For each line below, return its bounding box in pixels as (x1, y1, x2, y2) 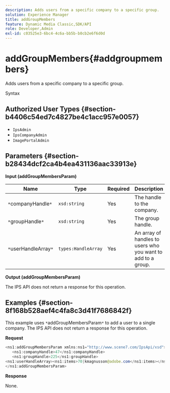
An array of (134, 229, 161, 236)
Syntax (5, 90, 20, 96)
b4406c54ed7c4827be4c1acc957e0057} (5, 113, 139, 122)
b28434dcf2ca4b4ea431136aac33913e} (5, 160, 137, 168)
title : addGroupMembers (5, 17, 56, 22)
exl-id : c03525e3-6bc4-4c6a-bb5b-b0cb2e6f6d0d (5, 31, 105, 36)
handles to (134, 235, 160, 242)
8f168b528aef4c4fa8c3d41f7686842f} (5, 306, 132, 315)
